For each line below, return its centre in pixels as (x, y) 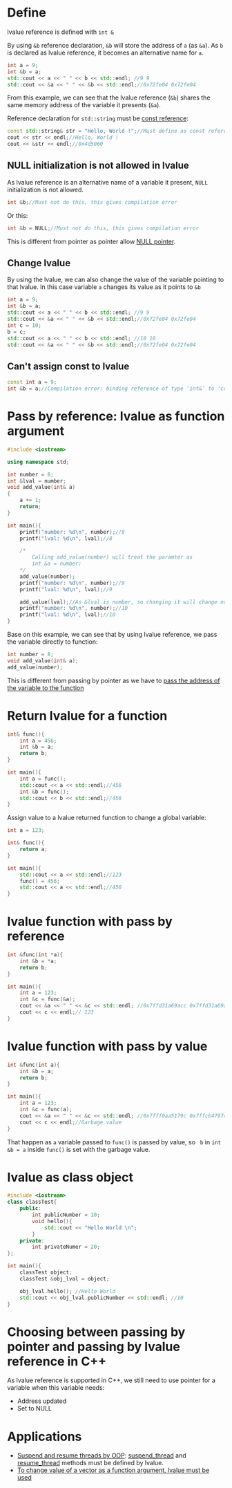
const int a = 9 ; (32, 382)
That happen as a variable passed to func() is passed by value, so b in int (114, 1142)
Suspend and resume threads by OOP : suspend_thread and (101, 1456)
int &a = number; (57, 564)
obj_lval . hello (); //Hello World (68, 1291)
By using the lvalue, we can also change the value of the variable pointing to (116, 280)
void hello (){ (52, 1221)
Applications (45, 1436)
